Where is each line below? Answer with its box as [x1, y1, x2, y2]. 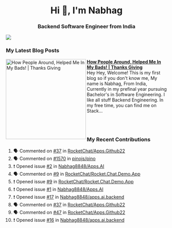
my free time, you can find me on [87, 102, 157, 108]
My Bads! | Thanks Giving [87, 64, 143, 70]
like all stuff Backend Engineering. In [87, 97, 164, 103]
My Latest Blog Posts [6, 47, 59, 54]
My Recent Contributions [87, 136, 150, 143]
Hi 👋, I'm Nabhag [50, 5, 123, 16]
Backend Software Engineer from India [37, 23, 136, 30]
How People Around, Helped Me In [87, 58, 161, 65]
